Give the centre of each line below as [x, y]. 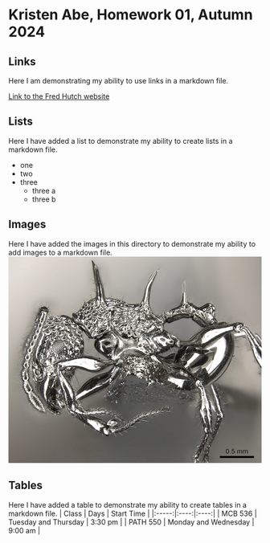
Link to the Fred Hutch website [59, 96]
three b [44, 199]
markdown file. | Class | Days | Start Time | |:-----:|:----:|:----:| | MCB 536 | [133, 513]
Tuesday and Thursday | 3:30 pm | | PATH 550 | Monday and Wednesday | [131, 522]
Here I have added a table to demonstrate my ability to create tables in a [128, 504]
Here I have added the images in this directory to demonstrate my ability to [132, 243]
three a [44, 190]
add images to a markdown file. [60, 252]
